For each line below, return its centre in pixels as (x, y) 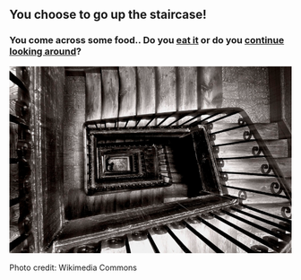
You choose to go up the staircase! (108, 15)
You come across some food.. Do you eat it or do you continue (147, 40)
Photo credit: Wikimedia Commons (73, 267)
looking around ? (46, 51)
